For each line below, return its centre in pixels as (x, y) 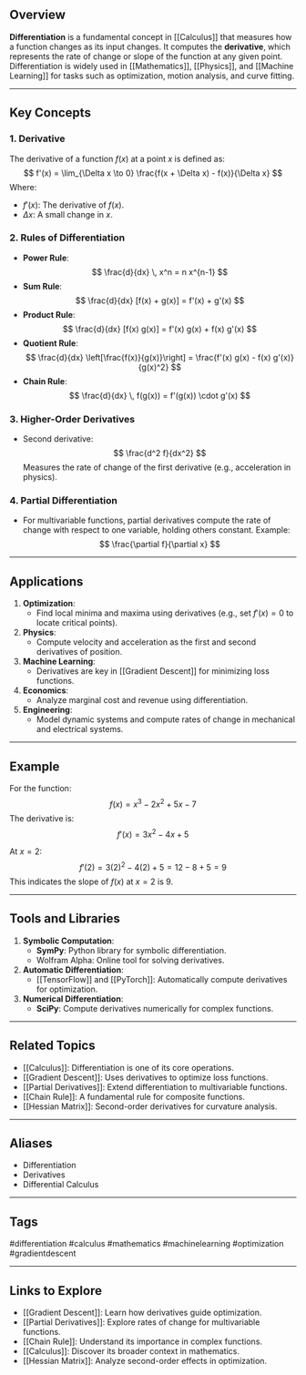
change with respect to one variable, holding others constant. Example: (156, 530)
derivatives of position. (79, 652)
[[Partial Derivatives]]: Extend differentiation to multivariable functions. (155, 1086)
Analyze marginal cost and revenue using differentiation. (142, 700)
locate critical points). (77, 623)
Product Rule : (49, 314)
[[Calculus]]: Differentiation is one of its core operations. (128, 1067)
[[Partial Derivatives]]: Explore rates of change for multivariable (141, 1322)
